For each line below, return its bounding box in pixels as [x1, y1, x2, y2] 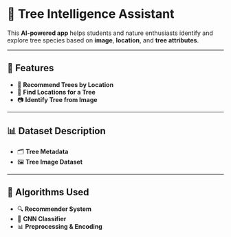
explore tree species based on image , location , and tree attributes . [7, 36, 199, 44]
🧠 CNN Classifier [16, 215, 67, 223]
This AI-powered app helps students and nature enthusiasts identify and [7, 29, 213, 37]
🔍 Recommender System [16, 205, 91, 213]
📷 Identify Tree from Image [16, 95, 98, 103]
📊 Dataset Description [7, 125, 107, 137]
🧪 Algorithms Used [7, 186, 89, 198]
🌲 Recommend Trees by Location [16, 80, 114, 88]
